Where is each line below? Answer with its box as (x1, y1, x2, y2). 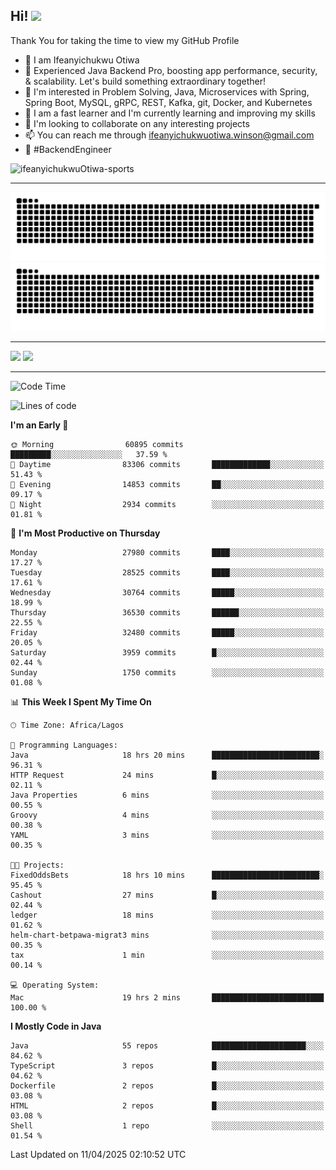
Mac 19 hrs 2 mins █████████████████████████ (10, 993, 325, 1003)
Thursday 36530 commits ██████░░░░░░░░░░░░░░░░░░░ (10, 608, 325, 618)
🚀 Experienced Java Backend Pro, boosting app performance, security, (24, 64, 318, 76)
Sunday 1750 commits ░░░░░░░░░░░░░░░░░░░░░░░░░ (10, 668, 325, 678)
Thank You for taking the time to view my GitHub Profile (10, 34, 240, 46)
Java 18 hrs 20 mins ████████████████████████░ (10, 750, 325, 761)
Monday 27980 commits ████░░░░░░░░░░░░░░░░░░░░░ (10, 548, 325, 558)
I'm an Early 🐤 (10, 419, 69, 431)
